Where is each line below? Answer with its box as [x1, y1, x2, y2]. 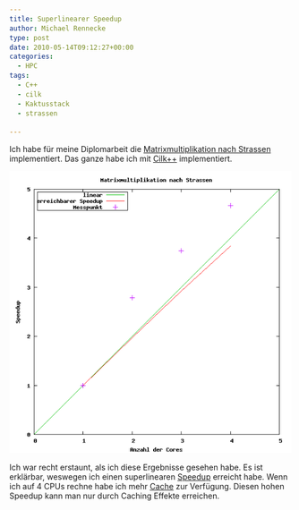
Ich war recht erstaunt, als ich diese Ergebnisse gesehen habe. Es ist [9, 462, 263, 473]
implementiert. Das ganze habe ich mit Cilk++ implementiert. [9, 153, 233, 165]
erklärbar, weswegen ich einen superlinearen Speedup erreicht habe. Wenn [9, 472, 288, 482]
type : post [9, 33, 50, 42]
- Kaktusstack [17, 99, 70, 108]
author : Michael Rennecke [9, 23, 106, 33]
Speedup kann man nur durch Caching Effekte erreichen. [9, 490, 220, 501]
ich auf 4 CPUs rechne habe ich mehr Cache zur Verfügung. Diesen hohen [9, 481, 285, 492]
